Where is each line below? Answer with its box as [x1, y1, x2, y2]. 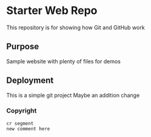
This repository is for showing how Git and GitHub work [6, 24, 145, 31]
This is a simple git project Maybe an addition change [6, 91, 140, 99]
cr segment [6, 120, 34, 127]
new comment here [6, 125, 50, 132]
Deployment [6, 76, 54, 86]
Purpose [6, 41, 39, 52]
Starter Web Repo [6, 4, 98, 18]
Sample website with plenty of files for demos [6, 57, 121, 65]
